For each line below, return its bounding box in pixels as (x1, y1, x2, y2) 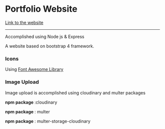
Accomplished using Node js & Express (5, 33, 84, 40)
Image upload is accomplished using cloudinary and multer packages (5, 89, 146, 96)
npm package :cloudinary (5, 99, 57, 105)
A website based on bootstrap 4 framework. (5, 43, 94, 49)
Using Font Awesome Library (5, 66, 64, 72)
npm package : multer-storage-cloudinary (5, 118, 91, 124)
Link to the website (5, 20, 44, 25)
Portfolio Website (5, 3, 78, 15)
